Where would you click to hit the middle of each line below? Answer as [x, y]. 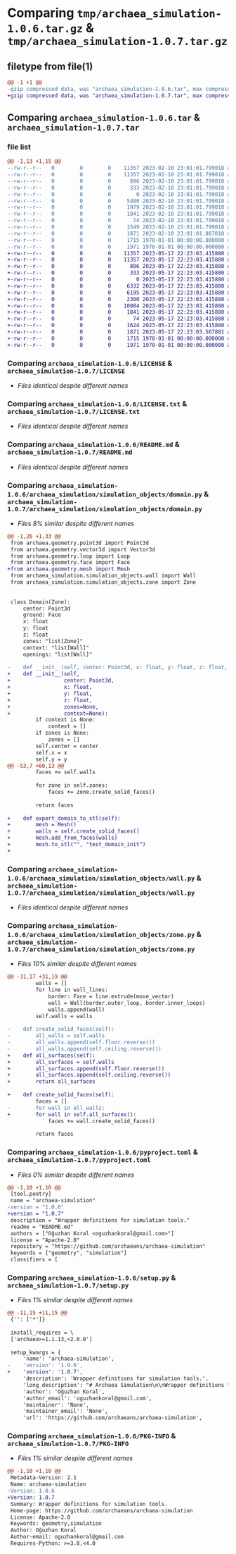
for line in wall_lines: [72, 990]
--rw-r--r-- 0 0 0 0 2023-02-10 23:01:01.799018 [116, 194]
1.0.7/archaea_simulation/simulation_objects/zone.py [101, 949]
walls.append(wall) [77, 1010]
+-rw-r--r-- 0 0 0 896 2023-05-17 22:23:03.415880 [116, 267]
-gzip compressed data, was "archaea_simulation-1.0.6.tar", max [105, 89]
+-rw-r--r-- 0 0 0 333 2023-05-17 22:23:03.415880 [116, 273]
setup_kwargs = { [35, 1352]
